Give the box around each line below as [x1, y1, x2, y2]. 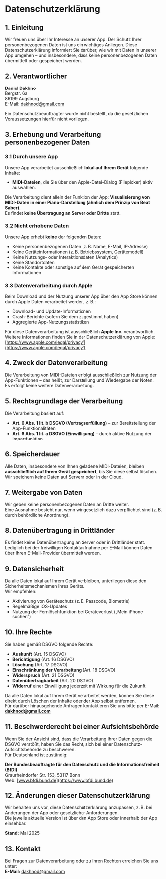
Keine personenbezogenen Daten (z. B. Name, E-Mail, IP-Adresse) [12, 243, 148, 249]
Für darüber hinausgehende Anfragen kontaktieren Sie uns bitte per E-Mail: [5, 703, 160, 709]
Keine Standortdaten [12, 259, 55, 265]
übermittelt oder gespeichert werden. [5, 58, 82, 63]
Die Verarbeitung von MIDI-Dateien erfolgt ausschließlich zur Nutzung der [5, 372, 157, 378]
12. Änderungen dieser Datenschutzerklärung [5, 791, 150, 800]
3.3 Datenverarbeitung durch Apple [5, 282, 93, 289]
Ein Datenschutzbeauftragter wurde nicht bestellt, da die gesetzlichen [5, 110, 148, 116]
